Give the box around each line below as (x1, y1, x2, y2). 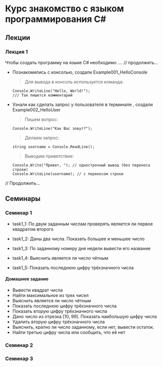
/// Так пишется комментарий (12, 92, 73, 97)
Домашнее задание (5, 276, 49, 282)
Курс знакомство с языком (5, 3, 124, 14)
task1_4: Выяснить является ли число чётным (12, 255, 109, 261)
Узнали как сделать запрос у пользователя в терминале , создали (12, 101, 153, 107)
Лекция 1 (5, 48, 28, 55)
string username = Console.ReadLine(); (12, 144, 95, 149)
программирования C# (5, 13, 107, 25)
